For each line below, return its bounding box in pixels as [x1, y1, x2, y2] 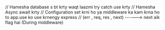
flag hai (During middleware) [5, 19, 64, 25]
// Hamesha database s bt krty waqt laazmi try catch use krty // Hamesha [5, 4, 156, 10]
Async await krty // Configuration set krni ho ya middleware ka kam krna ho [5, 9, 160, 15]
